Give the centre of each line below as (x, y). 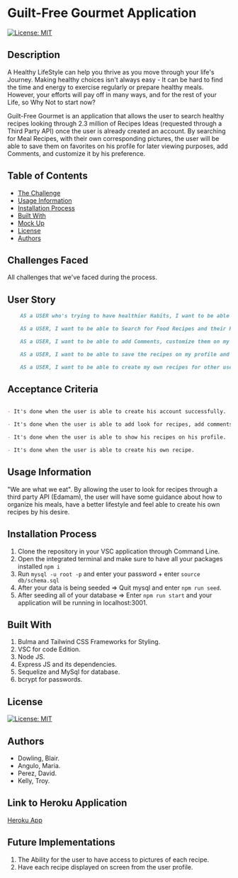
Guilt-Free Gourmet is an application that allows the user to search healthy (116, 116)
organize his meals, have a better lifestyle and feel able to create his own (114, 504)
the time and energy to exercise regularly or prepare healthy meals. (106, 87)
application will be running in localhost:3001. (83, 602)
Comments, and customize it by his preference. (76, 153)
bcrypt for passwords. (50, 680)
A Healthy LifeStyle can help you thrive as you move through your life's (111, 72)
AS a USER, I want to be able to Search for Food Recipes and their (123, 329)
